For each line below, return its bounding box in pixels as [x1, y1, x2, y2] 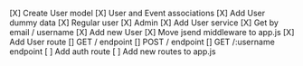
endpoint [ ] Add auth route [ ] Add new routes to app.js [9, 46, 216, 57]
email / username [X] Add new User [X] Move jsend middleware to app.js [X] [9, 27, 295, 37]
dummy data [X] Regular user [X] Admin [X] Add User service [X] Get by [9, 17, 279, 28]
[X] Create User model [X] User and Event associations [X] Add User [9, 8, 265, 18]
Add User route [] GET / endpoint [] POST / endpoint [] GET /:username [9, 36, 276, 47]
